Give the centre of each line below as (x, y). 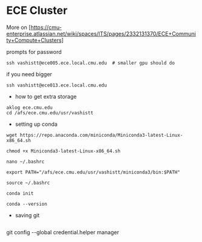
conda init (20, 193)
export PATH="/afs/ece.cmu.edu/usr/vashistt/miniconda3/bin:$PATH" (93, 172)
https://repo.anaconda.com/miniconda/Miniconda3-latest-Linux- (101, 135)
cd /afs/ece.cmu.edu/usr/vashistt (50, 113)
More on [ (19, 27)
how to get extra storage (46, 96)
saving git (27, 215)
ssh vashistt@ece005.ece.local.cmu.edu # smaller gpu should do (90, 63)
